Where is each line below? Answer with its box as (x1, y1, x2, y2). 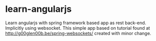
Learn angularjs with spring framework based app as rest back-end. (5, 20, 146, 26)
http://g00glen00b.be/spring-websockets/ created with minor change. (5, 30, 151, 36)
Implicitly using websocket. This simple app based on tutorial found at (5, 25, 150, 31)
